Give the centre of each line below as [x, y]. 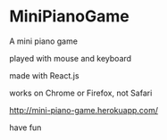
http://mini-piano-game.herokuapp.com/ [84, 110]
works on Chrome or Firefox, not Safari [81, 93]
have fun [25, 128]
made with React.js [44, 75]
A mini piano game [44, 41]
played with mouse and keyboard [71, 58]
